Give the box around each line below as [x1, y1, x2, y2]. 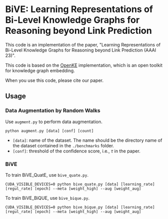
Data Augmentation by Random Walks [5, 107, 101, 114]
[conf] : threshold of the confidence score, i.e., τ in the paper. [12, 148, 141, 154]
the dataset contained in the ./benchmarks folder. [12, 142, 114, 148]
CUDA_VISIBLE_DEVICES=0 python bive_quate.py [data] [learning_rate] [5, 182, 155, 187]
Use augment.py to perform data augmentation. [5, 119, 103, 125]
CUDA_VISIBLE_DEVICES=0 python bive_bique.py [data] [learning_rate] [5, 204, 155, 210]
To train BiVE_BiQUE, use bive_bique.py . [5, 195, 90, 201]
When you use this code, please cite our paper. [5, 77, 104, 83]
